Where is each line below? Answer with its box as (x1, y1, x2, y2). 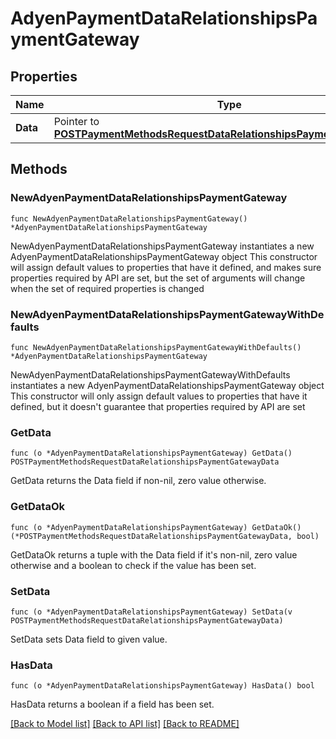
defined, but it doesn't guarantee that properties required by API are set (10, 400, 306, 412)
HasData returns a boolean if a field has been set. (10, 698, 215, 711)
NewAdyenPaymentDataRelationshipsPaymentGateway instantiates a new (10, 240, 315, 252)
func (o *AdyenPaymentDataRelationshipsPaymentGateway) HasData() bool (10, 681, 315, 691)
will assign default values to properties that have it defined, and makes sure (10, 261, 322, 273)
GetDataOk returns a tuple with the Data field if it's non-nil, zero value (10, 548, 298, 561)
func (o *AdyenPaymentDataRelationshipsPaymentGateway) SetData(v (10, 607, 293, 617)
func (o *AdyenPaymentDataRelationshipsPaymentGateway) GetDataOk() (10, 522, 302, 532)
